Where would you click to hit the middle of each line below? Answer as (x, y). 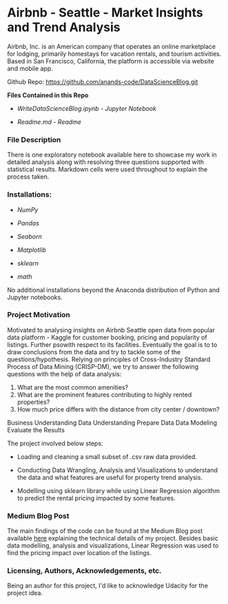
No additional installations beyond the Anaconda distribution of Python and (114, 290)
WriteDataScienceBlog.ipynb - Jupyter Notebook (87, 108)
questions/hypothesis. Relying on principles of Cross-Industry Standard (109, 359)
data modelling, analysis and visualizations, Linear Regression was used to (113, 545)
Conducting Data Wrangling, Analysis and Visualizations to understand (117, 470)
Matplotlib (31, 250)
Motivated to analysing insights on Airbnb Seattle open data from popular (111, 330)
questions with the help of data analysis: (64, 374)
